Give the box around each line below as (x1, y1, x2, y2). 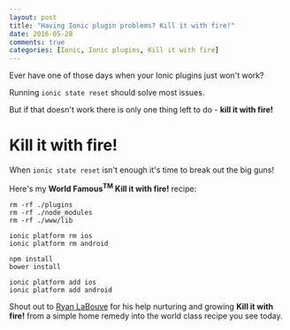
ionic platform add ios (9, 278, 97, 287)
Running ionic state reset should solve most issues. (9, 88, 205, 98)
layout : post (9, 12, 57, 22)
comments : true (9, 37, 65, 47)
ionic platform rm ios (9, 231, 93, 240)
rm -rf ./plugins (9, 200, 73, 209)
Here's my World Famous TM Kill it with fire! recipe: (9, 182, 197, 194)
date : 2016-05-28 (9, 29, 73, 38)
